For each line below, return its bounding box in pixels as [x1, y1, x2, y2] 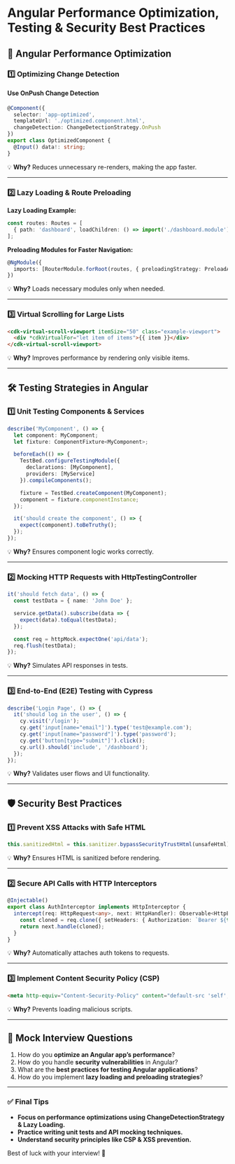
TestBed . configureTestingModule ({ [20, 457, 120, 465]
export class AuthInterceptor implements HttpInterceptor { [7, 904, 187, 911]
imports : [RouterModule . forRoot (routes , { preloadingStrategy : [13, 265, 201, 272]
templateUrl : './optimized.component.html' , [13, 118, 145, 125]
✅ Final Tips [7, 1097, 49, 1107]
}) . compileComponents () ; [20, 477, 92, 484]
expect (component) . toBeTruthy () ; [20, 521, 117, 529]
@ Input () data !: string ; [13, 143, 86, 150]
